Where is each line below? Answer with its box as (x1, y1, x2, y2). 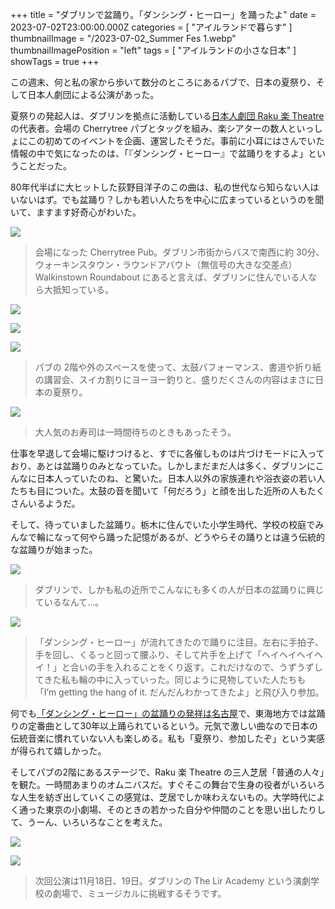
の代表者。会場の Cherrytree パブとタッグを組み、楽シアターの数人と (10, 123, 297, 134)
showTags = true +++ (10, 56, 100, 67)
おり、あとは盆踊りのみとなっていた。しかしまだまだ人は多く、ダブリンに (10, 460, 316, 472)
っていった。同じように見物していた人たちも (122, 674, 307, 685)
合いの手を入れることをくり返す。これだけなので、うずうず (69, 661, 315, 673)
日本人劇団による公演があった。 (27, 89, 160, 100)
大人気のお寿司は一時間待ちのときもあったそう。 (34, 426, 237, 438)
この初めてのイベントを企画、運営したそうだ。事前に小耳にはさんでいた (27, 135, 325, 147)
